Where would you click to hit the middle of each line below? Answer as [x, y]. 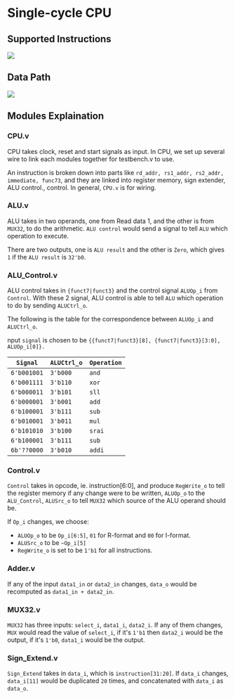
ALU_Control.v [33, 275]
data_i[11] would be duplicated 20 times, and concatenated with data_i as [115, 681]
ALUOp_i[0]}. [26, 347]
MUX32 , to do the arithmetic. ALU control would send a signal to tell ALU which [117, 228]
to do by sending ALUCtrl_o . [47, 306]
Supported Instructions [59, 39]
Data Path [29, 78]
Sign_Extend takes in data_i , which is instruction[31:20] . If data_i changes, [118, 674]
